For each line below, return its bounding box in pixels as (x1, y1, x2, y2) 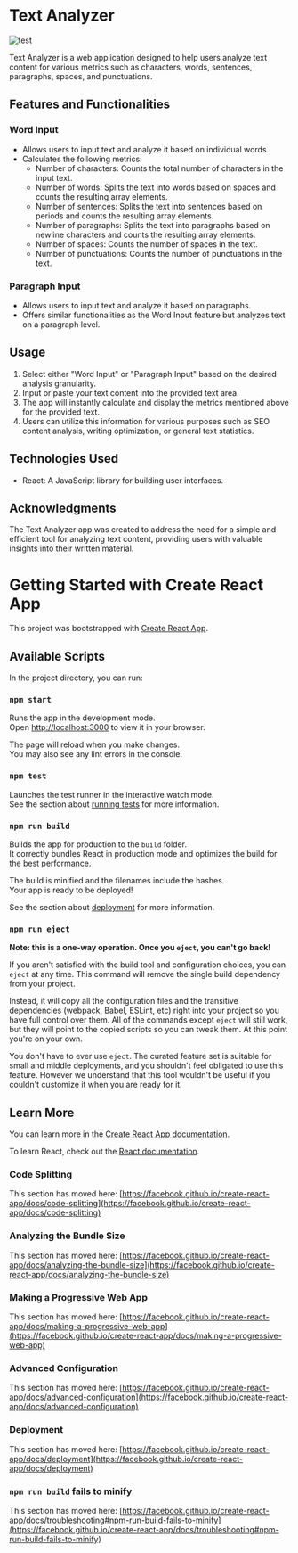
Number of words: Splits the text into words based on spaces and (35, 182, 276, 193)
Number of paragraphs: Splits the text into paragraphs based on (35, 219, 270, 230)
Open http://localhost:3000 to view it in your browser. (9, 722, 206, 733)
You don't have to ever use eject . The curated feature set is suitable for (9, 1051, 272, 1062)
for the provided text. (21, 407, 101, 417)
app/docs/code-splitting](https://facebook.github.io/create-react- (9, 1198, 251, 1209)
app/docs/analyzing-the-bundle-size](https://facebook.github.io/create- (9, 1259, 276, 1270)
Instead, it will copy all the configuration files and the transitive (9, 996, 238, 1007)
